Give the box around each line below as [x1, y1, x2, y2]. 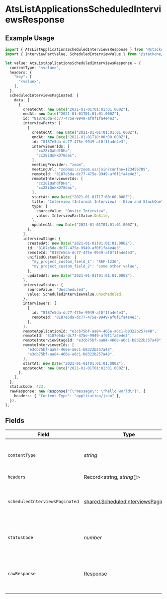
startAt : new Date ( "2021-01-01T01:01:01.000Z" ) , [23, 361, 126, 366]
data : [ [14, 97, 30, 102]
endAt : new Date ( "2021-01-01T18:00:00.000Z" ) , [31, 134, 130, 140]
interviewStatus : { [23, 282, 64, 287]
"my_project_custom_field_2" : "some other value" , [31, 264, 139, 269]
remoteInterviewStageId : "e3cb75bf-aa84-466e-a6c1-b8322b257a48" [23, 338, 162, 343]
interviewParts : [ [23, 121, 61, 126]
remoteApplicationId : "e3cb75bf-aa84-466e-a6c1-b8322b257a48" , [23, 329, 157, 334]
